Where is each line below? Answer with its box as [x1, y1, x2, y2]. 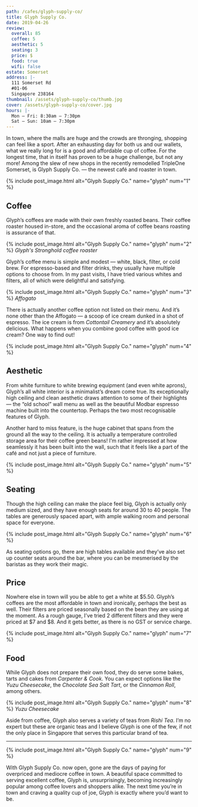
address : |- [6, 74, 35, 80]
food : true [11, 58, 38, 64]
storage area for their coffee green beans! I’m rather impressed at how [6, 437, 177, 444]
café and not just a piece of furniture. [6, 449, 97, 456]
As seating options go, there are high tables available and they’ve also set [6, 548, 185, 555]
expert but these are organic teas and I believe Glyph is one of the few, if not [6, 723, 192, 730]
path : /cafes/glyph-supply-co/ [6, 8, 83, 15]
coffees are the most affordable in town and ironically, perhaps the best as [6, 600, 187, 607]
